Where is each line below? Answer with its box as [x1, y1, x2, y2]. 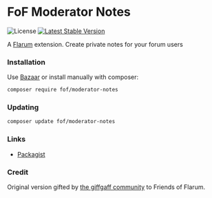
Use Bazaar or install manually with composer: [7, 73, 139, 81]
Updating [7, 102, 39, 112]
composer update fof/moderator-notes [7, 118, 116, 125]
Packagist [17, 150, 46, 158]
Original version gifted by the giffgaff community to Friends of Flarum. [7, 183, 205, 191]
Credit [7, 167, 29, 177]
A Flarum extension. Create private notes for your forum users [7, 40, 184, 48]
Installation [7, 57, 46, 67]
